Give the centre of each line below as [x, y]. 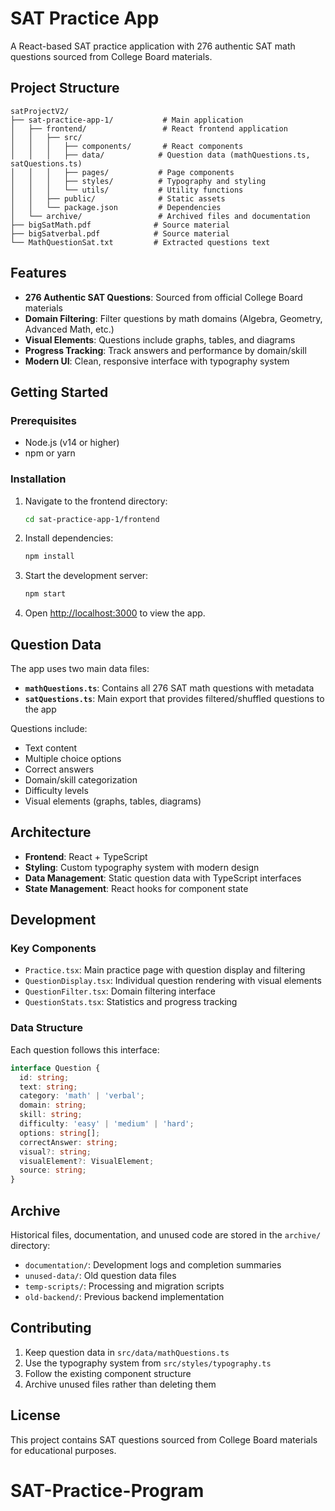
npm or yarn [50, 453]
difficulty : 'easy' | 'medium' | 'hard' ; [107, 1124]
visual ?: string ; [55, 1152]
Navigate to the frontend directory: [96, 501]
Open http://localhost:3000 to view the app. [115, 613]
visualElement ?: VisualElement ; [87, 1161]
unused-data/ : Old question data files [100, 1275]
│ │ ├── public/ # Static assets [118, 198]
